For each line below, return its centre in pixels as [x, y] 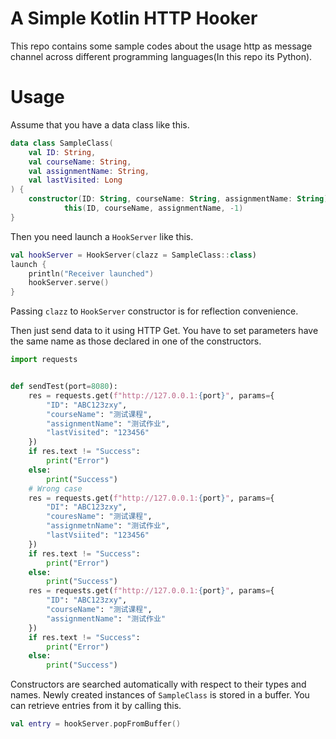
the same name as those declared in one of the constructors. [136, 341]
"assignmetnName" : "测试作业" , [108, 526]
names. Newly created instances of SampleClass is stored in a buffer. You [160, 695]
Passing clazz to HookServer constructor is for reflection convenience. [154, 311]
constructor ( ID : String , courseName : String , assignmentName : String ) [178, 199]
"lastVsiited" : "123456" [98, 535]
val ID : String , [62, 152]
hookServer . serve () [69, 283]
